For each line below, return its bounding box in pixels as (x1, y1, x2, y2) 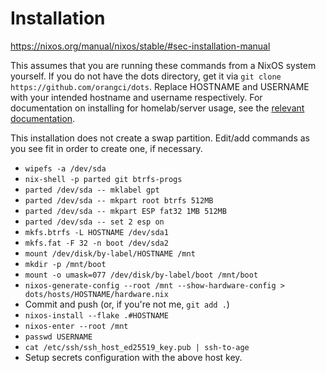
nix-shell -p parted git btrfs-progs (24, 174, 183, 184)
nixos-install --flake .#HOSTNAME (24, 310, 169, 321)
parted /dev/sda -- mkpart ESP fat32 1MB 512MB (24, 206, 227, 216)
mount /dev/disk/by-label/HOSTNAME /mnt (24, 248, 196, 259)
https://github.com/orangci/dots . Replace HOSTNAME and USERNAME (10, 80, 310, 92)
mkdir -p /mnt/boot (24, 259, 107, 269)
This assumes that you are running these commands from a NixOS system (10, 59, 317, 71)
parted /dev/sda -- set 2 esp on (24, 217, 165, 227)
